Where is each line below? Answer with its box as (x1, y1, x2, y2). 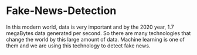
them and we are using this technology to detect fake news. (6, 42, 151, 49)
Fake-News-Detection (6, 4, 117, 18)
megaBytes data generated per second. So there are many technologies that (6, 29, 191, 36)
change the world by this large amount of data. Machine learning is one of (6, 36, 185, 43)
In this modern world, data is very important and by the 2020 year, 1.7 (6, 23, 174, 30)
